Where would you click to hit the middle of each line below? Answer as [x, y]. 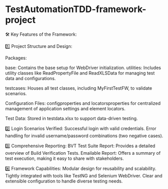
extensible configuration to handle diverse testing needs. [64, 181]
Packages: [16, 58]
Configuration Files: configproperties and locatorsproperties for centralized [83, 103]
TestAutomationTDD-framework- [76, 9]
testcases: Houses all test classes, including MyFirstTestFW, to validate [79, 88]
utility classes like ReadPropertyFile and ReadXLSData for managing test [80, 73]
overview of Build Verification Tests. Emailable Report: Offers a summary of [83, 153]
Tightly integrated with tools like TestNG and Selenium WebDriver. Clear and [84, 175]
